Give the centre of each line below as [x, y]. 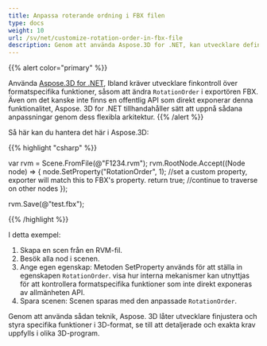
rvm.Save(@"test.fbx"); [46, 204]
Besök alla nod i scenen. [60, 259]
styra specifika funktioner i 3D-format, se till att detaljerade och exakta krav [132, 325]
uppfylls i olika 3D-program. [54, 333]
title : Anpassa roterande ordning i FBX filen [87, 16]
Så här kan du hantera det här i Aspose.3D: [79, 133]
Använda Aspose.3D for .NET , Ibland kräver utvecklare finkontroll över [123, 84]
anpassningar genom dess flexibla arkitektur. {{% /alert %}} [106, 117]
